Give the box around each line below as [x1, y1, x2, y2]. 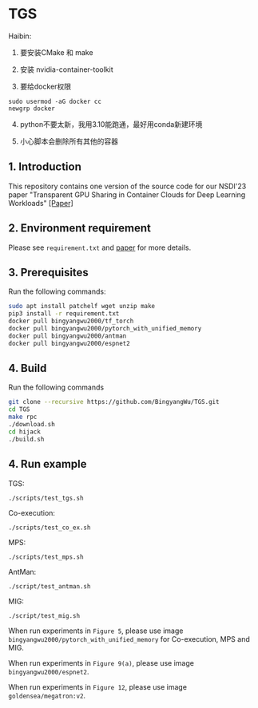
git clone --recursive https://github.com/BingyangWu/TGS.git [8, 398, 220, 406]
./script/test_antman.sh [8, 582, 91, 591]
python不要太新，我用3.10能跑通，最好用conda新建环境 [19, 119, 203, 129]
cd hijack [8, 428, 42, 436]
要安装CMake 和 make [19, 47, 93, 57]
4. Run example [8, 457, 87, 471]
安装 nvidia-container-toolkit [19, 65, 113, 74]
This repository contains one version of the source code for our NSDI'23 [8, 181, 247, 191]
